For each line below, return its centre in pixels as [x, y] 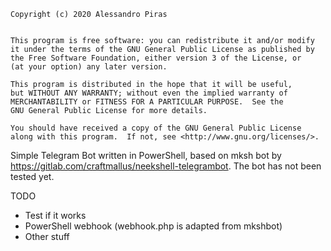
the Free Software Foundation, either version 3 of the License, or [156, 58]
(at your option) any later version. [89, 67]
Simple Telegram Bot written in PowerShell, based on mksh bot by [146, 155]
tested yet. [32, 176]
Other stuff [47, 236]
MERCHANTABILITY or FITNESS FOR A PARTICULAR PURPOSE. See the [147, 102]
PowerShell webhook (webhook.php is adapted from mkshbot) [153, 226]
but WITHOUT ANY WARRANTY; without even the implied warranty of [149, 93]
